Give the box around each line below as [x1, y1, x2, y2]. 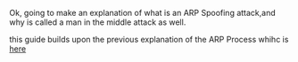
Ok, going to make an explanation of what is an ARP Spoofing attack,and [9, 8, 277, 18]
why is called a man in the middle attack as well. [9, 17, 186, 27]
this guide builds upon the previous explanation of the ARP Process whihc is [9, 35, 289, 44]
